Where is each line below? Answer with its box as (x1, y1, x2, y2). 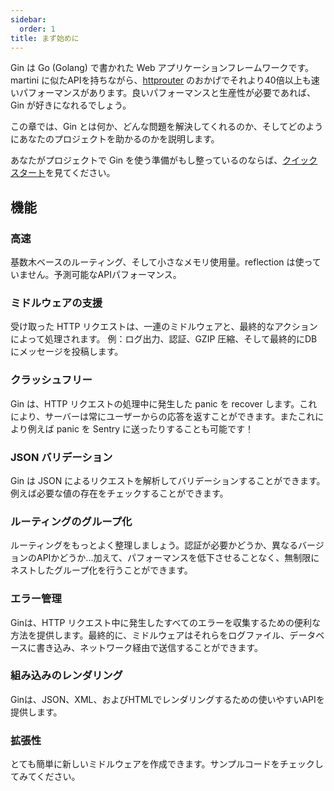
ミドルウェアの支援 (10, 296, 103, 310)
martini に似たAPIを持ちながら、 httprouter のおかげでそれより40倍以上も (10, 74, 312, 86)
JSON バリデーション (10, 450, 113, 464)
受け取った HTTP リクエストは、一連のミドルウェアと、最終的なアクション (10, 321, 318, 333)
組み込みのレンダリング (10, 669, 123, 683)
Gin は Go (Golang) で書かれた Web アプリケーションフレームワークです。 (10, 62, 315, 74)
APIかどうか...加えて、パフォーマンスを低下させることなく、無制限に (36, 552, 320, 564)
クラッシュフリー (10, 373, 93, 387)
